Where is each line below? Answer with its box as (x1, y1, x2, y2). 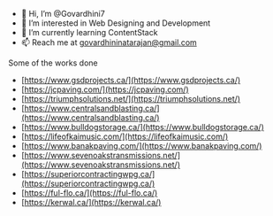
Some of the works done (8, 58, 98, 68)
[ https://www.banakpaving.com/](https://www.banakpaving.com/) (20, 141, 262, 150)
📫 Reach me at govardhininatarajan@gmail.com (20, 37, 198, 48)
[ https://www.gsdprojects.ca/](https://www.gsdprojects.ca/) (20, 75, 241, 85)
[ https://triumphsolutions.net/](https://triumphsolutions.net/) (20, 94, 240, 104)
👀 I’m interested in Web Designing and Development (20, 18, 211, 28)
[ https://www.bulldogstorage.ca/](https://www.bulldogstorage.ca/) (20, 122, 264, 132)
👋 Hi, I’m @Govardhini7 (20, 9, 105, 19)
